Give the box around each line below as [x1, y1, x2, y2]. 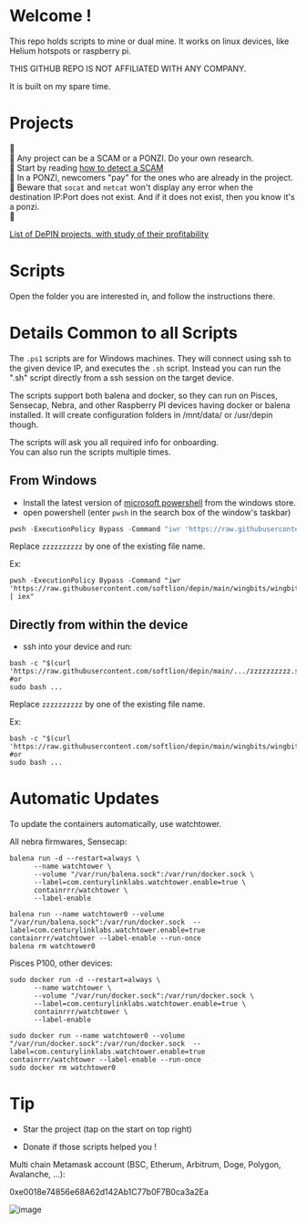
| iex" [9, 592, 35, 602]
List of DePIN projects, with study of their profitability [9, 228, 209, 239]
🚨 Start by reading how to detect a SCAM [9, 162, 164, 173]
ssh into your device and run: [22, 641, 133, 653]
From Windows [9, 473, 97, 488]
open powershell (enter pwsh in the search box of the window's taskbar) [22, 507, 291, 518]
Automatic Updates [9, 789, 159, 809]
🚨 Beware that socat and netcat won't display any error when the [9, 182, 253, 193]
